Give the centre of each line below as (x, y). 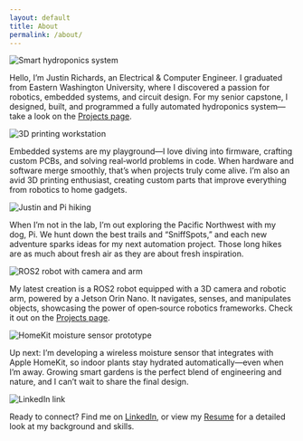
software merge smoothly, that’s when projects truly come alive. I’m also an (150, 171)
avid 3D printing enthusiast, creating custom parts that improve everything (148, 180)
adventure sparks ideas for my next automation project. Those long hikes (146, 244)
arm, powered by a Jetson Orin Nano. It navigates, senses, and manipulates (150, 299)
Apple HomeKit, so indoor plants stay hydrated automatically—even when (147, 362)
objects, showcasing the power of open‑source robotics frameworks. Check (151, 308)
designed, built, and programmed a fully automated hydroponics (129, 107)
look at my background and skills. (72, 427)
